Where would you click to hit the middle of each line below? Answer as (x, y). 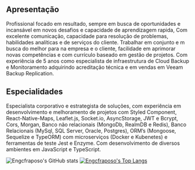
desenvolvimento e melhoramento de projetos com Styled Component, (91, 112)
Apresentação (33, 10)
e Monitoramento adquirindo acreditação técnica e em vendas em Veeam (95, 67)
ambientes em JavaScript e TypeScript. (54, 149)
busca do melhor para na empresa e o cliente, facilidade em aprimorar (91, 48)
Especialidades (35, 92)
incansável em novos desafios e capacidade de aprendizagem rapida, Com (97, 30)
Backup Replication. (30, 73)
